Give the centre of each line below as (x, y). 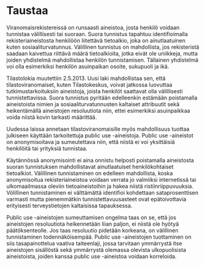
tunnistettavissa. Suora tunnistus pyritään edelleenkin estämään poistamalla (102, 98)
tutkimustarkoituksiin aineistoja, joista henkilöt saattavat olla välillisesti (95, 91)
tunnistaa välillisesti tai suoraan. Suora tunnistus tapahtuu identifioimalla (97, 34)
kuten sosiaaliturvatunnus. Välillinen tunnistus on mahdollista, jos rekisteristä (103, 47)
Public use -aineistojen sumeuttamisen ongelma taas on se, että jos (91, 217)
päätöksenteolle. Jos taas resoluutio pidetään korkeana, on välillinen (92, 230)
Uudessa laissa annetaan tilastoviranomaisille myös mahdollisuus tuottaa (98, 129)
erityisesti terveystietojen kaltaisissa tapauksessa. (69, 206)
